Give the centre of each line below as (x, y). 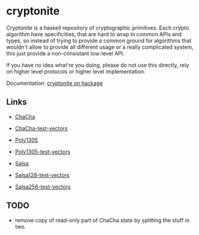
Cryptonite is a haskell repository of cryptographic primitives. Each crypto (98, 28)
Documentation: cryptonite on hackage (55, 83)
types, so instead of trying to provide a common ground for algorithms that (99, 40)
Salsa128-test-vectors (42, 175)
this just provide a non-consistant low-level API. (66, 53)
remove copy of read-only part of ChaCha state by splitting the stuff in (102, 220)
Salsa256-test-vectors (43, 186)
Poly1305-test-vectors (43, 151)
